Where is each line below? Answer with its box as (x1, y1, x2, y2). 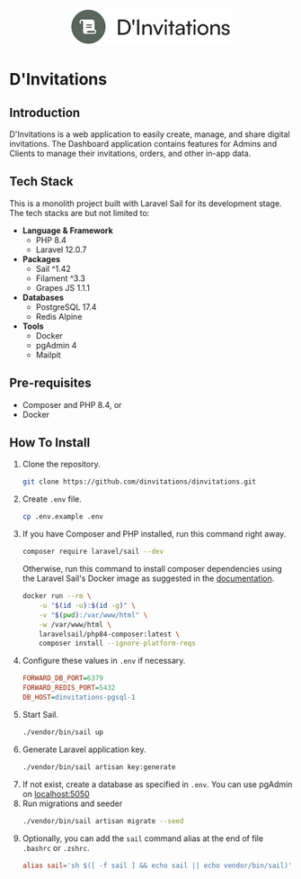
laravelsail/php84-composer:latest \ (39, 630, 181, 639)
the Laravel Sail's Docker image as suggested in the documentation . (22, 573, 275, 584)
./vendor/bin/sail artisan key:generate (22, 762, 176, 772)
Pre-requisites (9, 376, 92, 391)
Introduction (9, 104, 81, 120)
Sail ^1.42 (35, 263, 72, 274)
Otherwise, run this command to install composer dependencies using (22, 564, 283, 575)
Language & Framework (22, 224, 114, 236)
